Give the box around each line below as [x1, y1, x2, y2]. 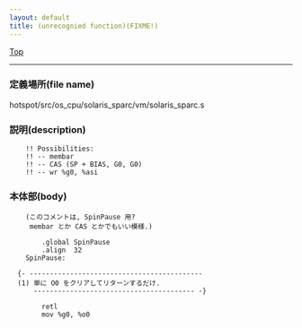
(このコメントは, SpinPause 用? [25, 212, 136, 222]
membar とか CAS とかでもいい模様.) [29, 222, 153, 231]
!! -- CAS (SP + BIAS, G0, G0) [25, 160, 143, 169]
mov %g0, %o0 [41, 310, 91, 319]
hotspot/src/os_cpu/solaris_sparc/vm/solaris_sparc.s [9, 99, 205, 110]
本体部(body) [9, 190, 67, 203]
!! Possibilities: [25, 144, 94, 153]
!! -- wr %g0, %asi [25, 168, 99, 177]
